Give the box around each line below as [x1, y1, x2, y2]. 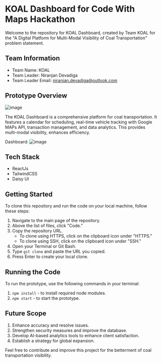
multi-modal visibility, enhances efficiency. [5, 129, 91, 135]
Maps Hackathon [5, 14, 75, 25]
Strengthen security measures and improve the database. [12, 327, 128, 333]
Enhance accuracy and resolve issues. [12, 322, 89, 328]
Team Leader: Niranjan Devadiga [12, 72, 78, 78]
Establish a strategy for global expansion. [12, 338, 95, 344]
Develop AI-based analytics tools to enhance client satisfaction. [12, 332, 140, 338]
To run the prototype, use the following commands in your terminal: [5, 281, 140, 286]
